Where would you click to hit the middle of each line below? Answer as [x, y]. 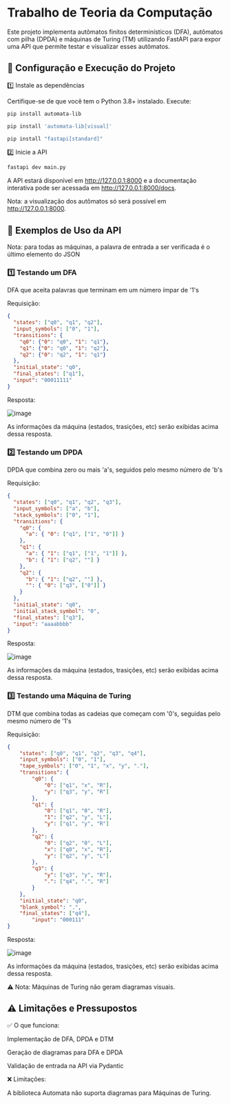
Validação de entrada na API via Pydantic [65, 1065]
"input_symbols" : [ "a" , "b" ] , [56, 508]
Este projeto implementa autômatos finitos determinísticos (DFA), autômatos [115, 32]
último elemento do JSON [44, 254]
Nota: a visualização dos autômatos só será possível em [87, 201]
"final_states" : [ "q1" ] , [49, 374]
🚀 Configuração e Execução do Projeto [91, 68]
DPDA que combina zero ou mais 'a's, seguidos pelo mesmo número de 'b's [115, 470]
